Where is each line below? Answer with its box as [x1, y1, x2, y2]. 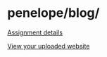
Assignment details [7, 28, 63, 37]
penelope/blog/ [7, 5, 100, 21]
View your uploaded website [7, 42, 90, 50]
